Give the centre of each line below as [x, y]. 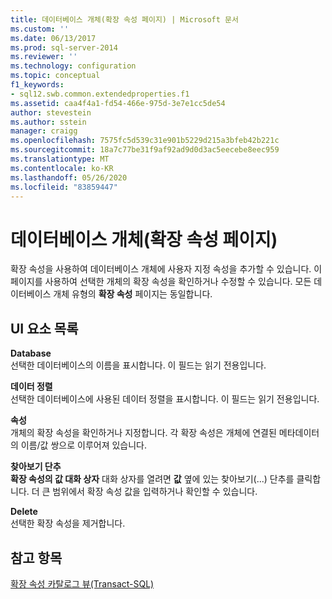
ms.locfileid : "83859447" [64, 187]
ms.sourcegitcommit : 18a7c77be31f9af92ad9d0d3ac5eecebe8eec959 [145, 150]
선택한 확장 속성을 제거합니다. [68, 523]
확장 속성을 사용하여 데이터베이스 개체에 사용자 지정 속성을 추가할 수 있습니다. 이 [166, 269]
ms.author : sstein [48, 122]
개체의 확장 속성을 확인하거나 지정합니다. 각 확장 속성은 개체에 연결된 [143, 433]
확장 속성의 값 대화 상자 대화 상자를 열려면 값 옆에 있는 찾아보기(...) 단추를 [152, 479]
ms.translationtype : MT [60, 159]
